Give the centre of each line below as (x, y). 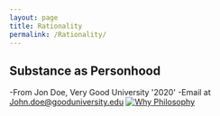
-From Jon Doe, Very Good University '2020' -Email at (110, 93)
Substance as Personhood (85, 71)
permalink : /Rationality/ (58, 34)
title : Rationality (46, 26)
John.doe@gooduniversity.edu (67, 102)
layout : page (34, 18)
